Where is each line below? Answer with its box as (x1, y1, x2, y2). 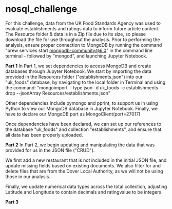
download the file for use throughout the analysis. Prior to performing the (5, 36, 160, 43)
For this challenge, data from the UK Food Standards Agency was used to (5, 20, 161, 26)
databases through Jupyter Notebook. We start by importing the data (5, 68, 151, 74)
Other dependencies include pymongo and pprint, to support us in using (5, 100, 158, 106)
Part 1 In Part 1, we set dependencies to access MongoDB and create (5, 63, 151, 69)
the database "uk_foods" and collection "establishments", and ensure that (5, 126, 162, 132)
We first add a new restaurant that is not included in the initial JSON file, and (5, 157, 167, 163)
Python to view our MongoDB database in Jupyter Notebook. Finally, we (5, 105, 158, 111)
